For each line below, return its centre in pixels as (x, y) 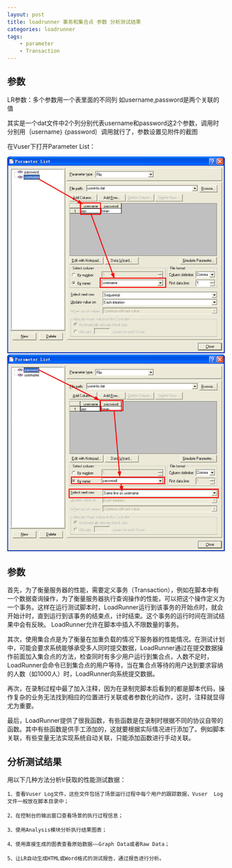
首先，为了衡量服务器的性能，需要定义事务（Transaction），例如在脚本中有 (113, 590)
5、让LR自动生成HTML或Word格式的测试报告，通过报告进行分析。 (86, 859)
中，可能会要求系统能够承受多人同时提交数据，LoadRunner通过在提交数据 (112, 648)
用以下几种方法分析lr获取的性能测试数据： (67, 780)
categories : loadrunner (41, 29)
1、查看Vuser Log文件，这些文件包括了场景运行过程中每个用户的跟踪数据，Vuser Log (115, 794)
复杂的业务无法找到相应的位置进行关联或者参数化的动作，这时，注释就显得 (119, 697)
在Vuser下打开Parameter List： (51, 146)
